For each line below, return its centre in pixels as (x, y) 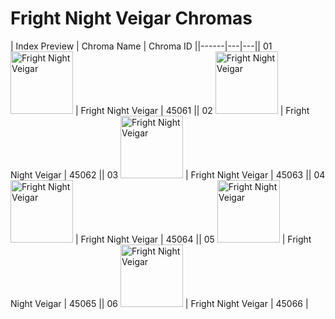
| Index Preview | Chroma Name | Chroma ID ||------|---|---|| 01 (141, 46)
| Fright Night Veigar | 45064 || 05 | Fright (193, 239)
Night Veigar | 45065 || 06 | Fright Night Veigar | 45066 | (159, 303)
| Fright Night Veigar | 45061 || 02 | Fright (192, 110)
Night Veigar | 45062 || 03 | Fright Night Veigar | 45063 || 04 (168, 174)
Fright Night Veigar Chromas (131, 18)
